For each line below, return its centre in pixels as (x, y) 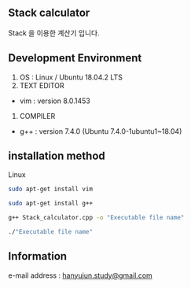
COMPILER (37, 116)
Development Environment (75, 58)
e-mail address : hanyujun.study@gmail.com (81, 275)
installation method (57, 156)
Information (38, 256)
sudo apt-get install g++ (50, 204)
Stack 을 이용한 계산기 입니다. (54, 33)
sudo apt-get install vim (50, 189)
